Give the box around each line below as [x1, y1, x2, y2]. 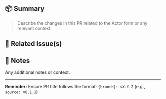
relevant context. [17, 25, 52, 31]
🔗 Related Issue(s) [5, 39, 62, 48]
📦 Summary [5, 4, 44, 13]
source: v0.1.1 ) [5, 89, 38, 95]
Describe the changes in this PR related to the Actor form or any [17, 20, 148, 26]
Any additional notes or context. [5, 69, 70, 75]
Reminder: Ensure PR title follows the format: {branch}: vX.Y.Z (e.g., [5, 84, 146, 90]
